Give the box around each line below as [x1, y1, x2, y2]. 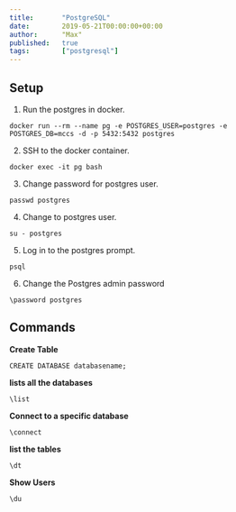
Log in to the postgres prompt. [22, 244, 136, 255]
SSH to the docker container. [22, 145, 130, 156]
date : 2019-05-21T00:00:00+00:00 [9, 22, 164, 31]
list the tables [9, 443, 61, 454]
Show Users [9, 477, 56, 488]
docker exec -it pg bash [9, 162, 103, 171]
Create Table [9, 343, 59, 354]
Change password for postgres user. [22, 178, 159, 189]
